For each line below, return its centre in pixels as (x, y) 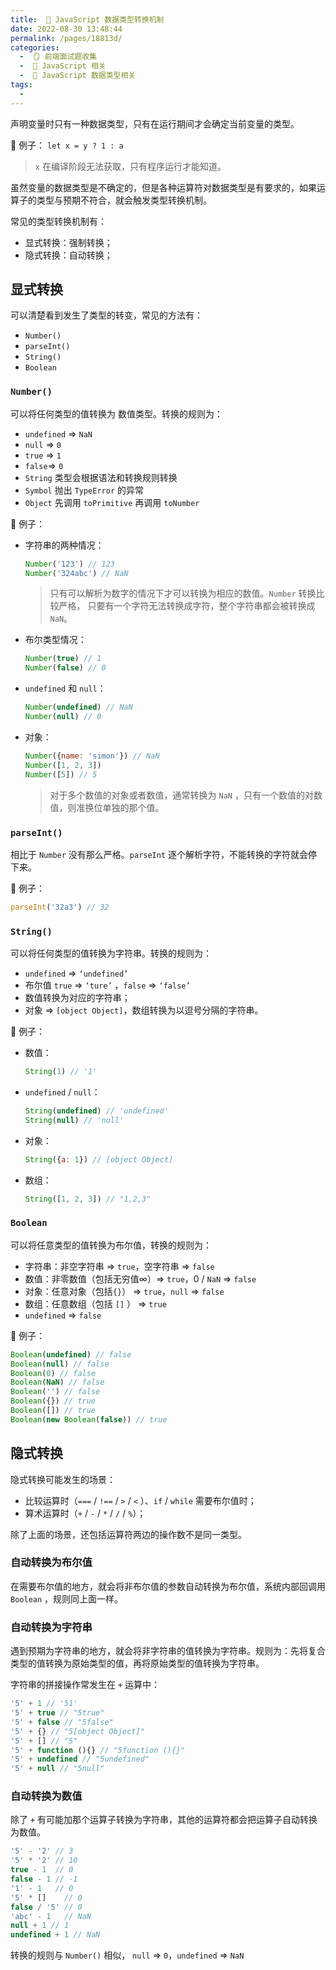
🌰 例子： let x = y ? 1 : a (67, 145)
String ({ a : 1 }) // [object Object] (99, 1159)
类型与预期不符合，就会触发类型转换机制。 (124, 200)
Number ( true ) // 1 (63, 659)
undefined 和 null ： (65, 688)
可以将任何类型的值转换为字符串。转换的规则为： (111, 953)
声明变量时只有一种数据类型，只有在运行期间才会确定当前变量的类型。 (155, 123)
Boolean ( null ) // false (60, 1364)
